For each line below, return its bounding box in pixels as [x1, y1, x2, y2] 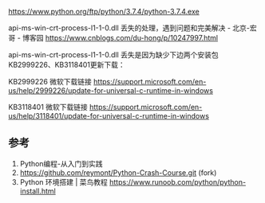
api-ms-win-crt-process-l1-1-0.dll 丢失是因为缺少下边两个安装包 [8, 50, 219, 59]
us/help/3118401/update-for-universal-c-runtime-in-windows [8, 111, 210, 120]
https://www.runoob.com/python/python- [109, 177, 246, 186]
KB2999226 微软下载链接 [8, 77, 92, 86]
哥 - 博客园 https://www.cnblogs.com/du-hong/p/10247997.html [8, 33, 218, 42]
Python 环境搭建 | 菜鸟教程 [19, 177, 108, 186]
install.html [19, 186, 56, 196]
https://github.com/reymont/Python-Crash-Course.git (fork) [19, 167, 217, 178]
